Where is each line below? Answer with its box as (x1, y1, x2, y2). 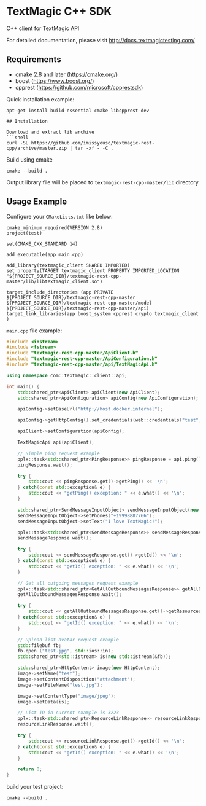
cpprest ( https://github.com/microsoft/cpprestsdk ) (15, 84, 143, 91)
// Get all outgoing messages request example (17, 580, 139, 586)
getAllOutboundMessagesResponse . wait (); (17, 592, 122, 598)
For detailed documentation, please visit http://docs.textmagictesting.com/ (6, 36, 195, 44)
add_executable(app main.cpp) (6, 251, 84, 257)
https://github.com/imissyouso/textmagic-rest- (31, 139, 155, 146)
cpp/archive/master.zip (6, 145, 67, 151)
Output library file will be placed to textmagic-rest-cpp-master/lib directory (6, 178, 199, 186)
